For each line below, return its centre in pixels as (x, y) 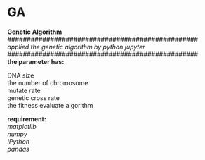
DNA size (21, 75)
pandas (19, 149)
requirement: (27, 119)
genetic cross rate (33, 98)
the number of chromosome (48, 82)
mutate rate (24, 90)
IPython (19, 141)
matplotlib (22, 126)
